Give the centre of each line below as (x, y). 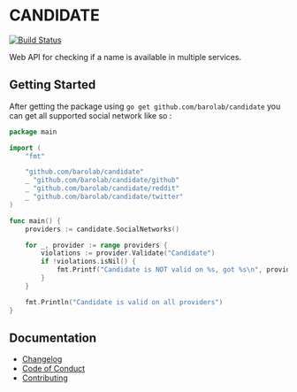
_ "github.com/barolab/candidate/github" (102, 181)
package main (33, 132)
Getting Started (53, 85)
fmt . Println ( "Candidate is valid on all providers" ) (124, 302)
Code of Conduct (53, 369)
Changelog (42, 359)
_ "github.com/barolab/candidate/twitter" (104, 196)
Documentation (53, 338)
